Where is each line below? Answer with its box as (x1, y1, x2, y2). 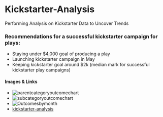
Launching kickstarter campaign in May (12, 56, 95, 62)
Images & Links (5, 79, 38, 85)
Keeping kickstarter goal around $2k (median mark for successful (12, 62, 150, 68)
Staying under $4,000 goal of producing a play (12, 51, 110, 57)
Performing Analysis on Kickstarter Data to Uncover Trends (5, 20, 129, 26)
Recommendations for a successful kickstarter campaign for (5, 33, 158, 40)
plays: (5, 39, 21, 46)
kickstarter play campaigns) (12, 67, 71, 73)
